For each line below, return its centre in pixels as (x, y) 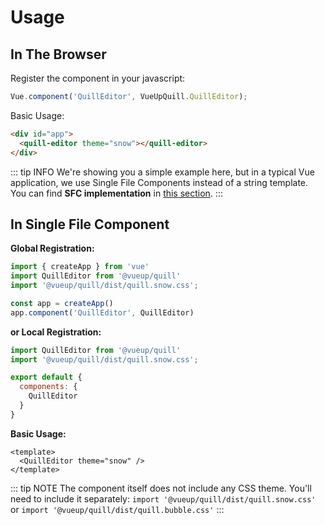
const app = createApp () (62, 303)
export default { (46, 377)
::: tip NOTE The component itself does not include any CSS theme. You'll (161, 488)
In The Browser (58, 54)
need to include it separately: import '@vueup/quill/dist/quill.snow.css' (163, 498)
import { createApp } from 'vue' (80, 267)
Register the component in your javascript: (98, 78)
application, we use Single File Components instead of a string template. (159, 182)
